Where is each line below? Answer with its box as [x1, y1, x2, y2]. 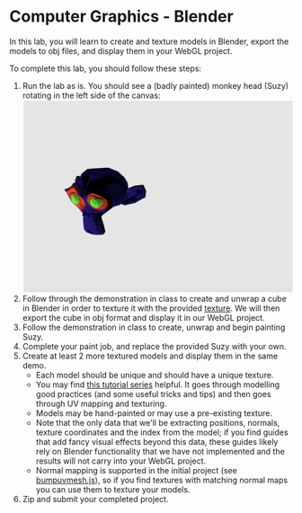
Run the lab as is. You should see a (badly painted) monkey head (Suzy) [22, 80, 289, 91]
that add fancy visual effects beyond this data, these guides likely [35, 436, 279, 447]
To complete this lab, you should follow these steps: [9, 63, 202, 74]
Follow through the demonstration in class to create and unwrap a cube [22, 293, 288, 304]
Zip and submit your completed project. [22, 493, 169, 504]
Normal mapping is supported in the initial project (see [35, 464, 238, 475]
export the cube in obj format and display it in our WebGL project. [22, 312, 265, 323]
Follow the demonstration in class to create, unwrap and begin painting [22, 322, 286, 332]
